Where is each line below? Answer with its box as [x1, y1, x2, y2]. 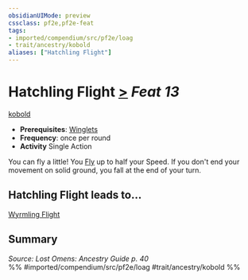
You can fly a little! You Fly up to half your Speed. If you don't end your [8, 157, 240, 166]
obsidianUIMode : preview [8, 11, 91, 20]
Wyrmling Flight [8, 209, 60, 219]
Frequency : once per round [19, 133, 111, 142]
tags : [8, 26, 26, 34]
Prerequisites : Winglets [19, 124, 98, 134]
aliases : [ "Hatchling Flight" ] [8, 49, 112, 56]
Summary [8, 232, 58, 247]
